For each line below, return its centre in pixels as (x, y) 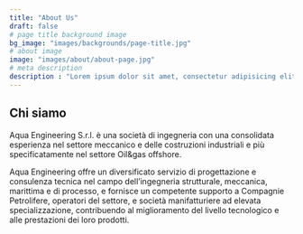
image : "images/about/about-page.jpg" (82, 60)
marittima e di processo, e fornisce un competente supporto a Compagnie (147, 191)
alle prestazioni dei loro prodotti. (69, 220)
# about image (36, 51)
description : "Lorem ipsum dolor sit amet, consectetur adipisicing (143, 77)
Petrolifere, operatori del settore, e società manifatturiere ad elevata (135, 201)
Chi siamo (38, 113)
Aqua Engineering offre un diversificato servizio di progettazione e (133, 172)
